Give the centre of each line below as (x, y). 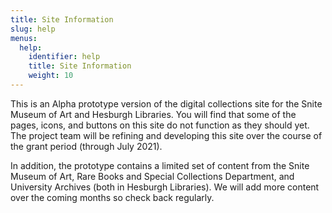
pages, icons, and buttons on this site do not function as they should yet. (160, 125)
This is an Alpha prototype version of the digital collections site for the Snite (166, 103)
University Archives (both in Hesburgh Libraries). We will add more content (165, 187)
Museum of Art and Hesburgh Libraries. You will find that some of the (153, 114)
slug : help (33, 29)
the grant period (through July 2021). (86, 146)
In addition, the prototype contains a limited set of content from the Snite (160, 165)
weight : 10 (51, 76)
